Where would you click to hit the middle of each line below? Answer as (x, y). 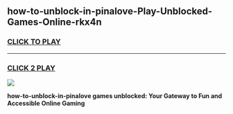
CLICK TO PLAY (34, 42)
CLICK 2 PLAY (31, 68)
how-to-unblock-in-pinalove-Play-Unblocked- (110, 11)
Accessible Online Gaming (46, 103)
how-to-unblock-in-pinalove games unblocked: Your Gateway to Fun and (115, 95)
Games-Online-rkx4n (54, 22)
